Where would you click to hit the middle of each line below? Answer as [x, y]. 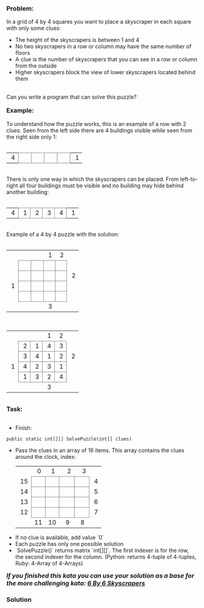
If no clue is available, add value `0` [60, 537]
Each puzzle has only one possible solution [69, 544]
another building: [28, 192]
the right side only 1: [32, 137]
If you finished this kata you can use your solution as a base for [100, 576]
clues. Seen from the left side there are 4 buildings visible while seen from [100, 131]
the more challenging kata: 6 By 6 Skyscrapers [76, 584]
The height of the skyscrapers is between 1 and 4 [77, 40]
